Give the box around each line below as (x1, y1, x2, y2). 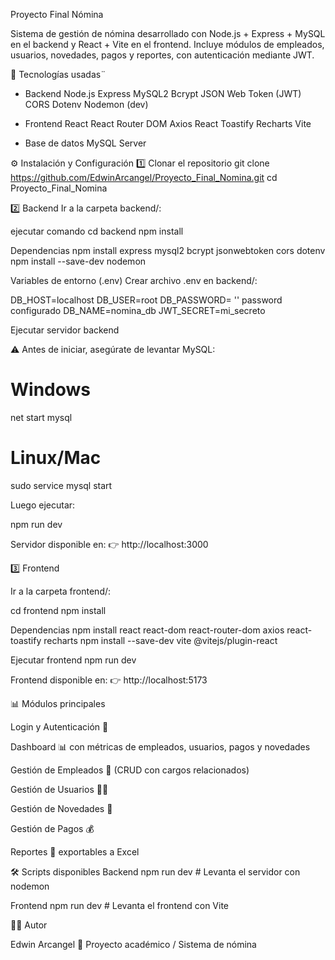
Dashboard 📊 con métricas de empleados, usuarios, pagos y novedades (10, 740, 311, 753)
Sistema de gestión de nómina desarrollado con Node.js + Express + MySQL (10, 28, 326, 39)
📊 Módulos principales (10, 697, 106, 709)
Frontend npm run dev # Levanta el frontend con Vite (10, 899, 230, 911)
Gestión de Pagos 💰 (10, 822, 95, 834)
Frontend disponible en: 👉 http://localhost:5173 (10, 674, 208, 686)
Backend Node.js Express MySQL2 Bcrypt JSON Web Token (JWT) (24, 88, 302, 99)
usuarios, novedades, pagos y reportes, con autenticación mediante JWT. (10, 49, 315, 61)
